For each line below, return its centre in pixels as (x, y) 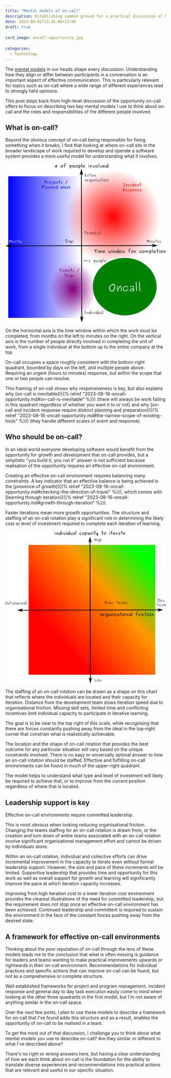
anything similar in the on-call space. (44, 1002)
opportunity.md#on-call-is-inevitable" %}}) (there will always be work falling (85, 399)
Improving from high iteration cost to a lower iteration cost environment (80, 893)
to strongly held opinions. (32, 91)
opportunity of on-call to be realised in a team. (54, 1023)
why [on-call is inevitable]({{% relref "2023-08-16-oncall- (66, 394)
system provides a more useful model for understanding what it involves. (82, 156)
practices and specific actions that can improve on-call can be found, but (82, 971)
